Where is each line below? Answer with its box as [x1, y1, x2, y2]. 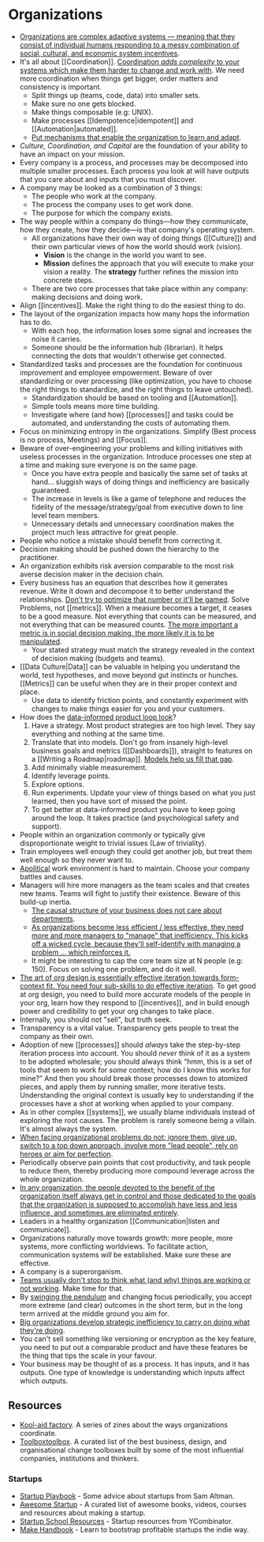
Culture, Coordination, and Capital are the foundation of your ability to [19, 141, 248, 150]
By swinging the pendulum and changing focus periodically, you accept [19, 1291, 252, 1302]
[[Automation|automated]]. [31, 124, 118, 134]
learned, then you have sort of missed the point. [31, 796, 188, 806]
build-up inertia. [19, 897, 73, 906]
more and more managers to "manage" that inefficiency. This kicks [31, 931, 249, 940]
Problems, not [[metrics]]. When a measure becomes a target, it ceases [19, 603, 252, 612]
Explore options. [31, 779, 85, 788]
